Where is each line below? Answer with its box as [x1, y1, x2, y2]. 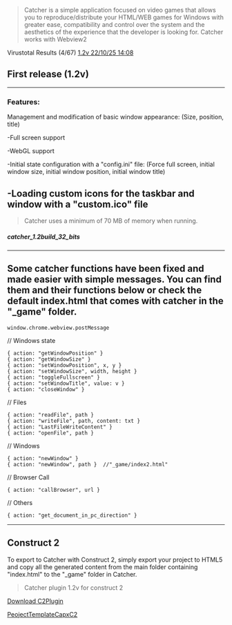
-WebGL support [7, 147, 55, 155]
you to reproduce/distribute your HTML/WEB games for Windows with [23, 13, 224, 21]
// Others [7, 498, 33, 506]
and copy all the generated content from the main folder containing [7, 562, 198, 571]
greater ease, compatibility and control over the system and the [23, 21, 205, 28]
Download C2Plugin [7, 597, 64, 605]
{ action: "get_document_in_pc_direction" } [7, 512, 137, 519]
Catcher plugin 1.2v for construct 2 [23, 583, 124, 592]
